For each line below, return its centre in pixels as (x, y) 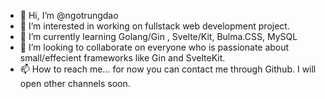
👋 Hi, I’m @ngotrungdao (69, 15)
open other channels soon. (75, 83)
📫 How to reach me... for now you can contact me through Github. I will (168, 69)
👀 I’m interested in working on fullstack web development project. (154, 26)
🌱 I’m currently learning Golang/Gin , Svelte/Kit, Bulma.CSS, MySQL (158, 36)
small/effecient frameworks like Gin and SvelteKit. (122, 58)
